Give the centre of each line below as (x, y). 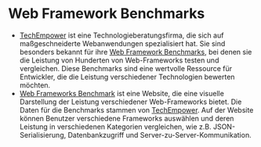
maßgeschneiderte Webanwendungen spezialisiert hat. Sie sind (122, 43)
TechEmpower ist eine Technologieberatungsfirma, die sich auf (121, 35)
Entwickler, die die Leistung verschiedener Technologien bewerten (127, 77)
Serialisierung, (43, 134)
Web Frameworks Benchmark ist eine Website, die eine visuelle (122, 93)
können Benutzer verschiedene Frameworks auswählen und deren (127, 118)
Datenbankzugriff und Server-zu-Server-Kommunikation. (160, 134)
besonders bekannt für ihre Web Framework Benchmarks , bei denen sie (136, 52)
